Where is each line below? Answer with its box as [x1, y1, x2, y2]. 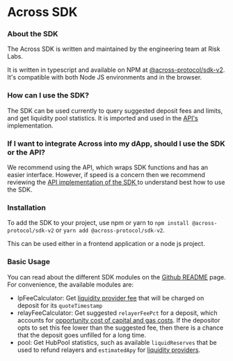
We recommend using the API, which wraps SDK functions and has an [7, 163, 209, 171]
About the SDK [7, 29, 58, 39]
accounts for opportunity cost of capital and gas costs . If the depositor [17, 316, 220, 324]
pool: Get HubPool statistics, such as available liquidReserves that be [17, 338, 217, 346]
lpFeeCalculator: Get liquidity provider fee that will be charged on [17, 293, 204, 302]
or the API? [7, 147, 45, 157]
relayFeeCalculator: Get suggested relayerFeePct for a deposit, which [17, 308, 218, 317]
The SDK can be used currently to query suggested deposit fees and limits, [7, 106, 223, 115]
